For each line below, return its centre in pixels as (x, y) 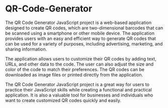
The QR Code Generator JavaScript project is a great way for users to (77, 84)
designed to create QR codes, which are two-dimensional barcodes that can (84, 27)
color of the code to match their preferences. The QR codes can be (75, 69)
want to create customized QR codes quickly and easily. (63, 100)
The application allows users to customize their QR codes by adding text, (81, 58)
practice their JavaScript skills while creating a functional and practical (78, 89)
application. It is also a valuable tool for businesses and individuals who (79, 95)
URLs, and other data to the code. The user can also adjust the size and (79, 64)
